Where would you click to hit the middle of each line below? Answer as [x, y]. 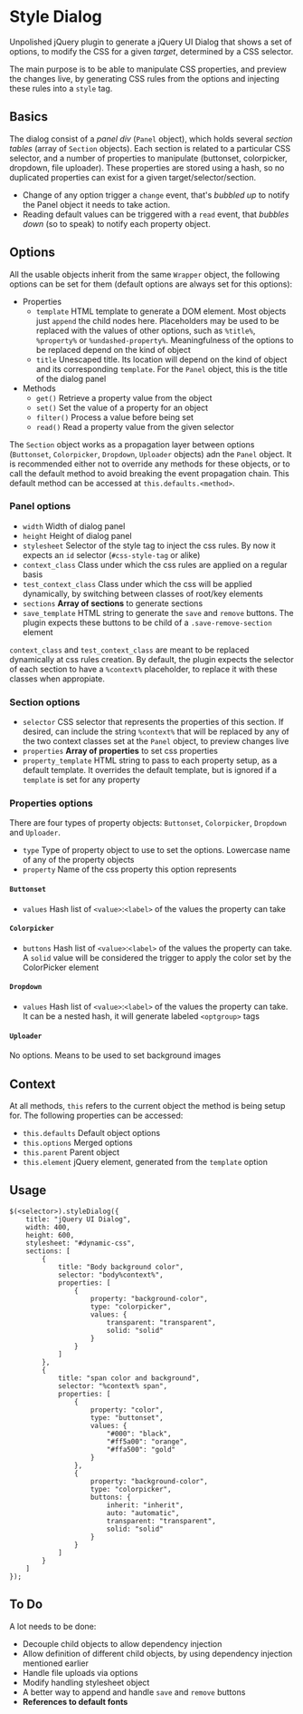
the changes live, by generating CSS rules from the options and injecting [145, 78]
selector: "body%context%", [111, 1275]
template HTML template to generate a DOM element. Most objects [161, 311]
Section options [45, 702]
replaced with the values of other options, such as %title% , [146, 330]
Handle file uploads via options [80, 1672]
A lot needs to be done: [53, 1626]
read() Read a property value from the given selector [135, 426]
